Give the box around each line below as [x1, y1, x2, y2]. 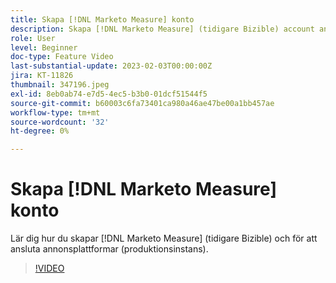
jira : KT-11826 [10, 71, 74, 81]
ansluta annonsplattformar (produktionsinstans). [10, 243, 209, 255]
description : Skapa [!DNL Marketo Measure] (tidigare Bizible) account [10, 24, 315, 34]
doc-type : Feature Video [10, 52, 114, 62]
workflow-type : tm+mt [10, 107, 101, 118]
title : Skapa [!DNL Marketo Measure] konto [10, 14, 195, 25]
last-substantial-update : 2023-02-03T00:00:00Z [10, 61, 213, 71]
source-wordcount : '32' [10, 117, 110, 127]
